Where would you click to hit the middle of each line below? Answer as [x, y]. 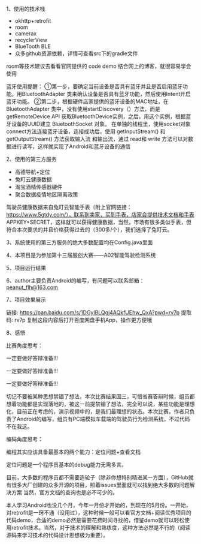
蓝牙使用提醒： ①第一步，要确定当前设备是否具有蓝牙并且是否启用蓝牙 [95, 86]
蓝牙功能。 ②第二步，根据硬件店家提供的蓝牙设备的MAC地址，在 [87, 101]
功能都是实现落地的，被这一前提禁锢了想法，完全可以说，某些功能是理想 [106, 404]
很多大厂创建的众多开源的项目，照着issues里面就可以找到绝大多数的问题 [100, 485]
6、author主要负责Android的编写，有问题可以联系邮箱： [75, 280]
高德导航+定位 [33, 172]
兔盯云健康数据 [33, 179]
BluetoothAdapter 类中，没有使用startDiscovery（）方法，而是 [83, 109]
